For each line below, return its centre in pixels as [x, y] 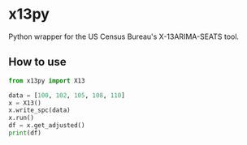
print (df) [25, 133]
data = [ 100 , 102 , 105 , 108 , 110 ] [67, 95]
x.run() [22, 118]
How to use [37, 62]
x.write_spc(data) [39, 110]
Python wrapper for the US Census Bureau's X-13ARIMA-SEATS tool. [124, 36]
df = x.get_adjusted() [47, 126]
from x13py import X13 [47, 81]
